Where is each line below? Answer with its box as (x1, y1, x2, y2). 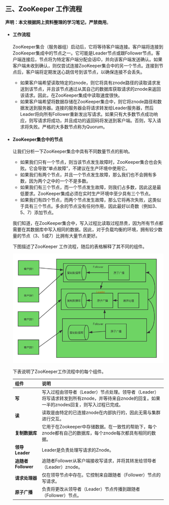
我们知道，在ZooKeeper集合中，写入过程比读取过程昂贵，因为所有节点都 (12, 220, 163, 226)
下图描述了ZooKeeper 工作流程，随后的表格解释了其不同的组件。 (12, 243, 147, 249)
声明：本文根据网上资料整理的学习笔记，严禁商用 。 (5, 19, 111, 25)
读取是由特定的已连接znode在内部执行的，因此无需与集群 (42, 409, 161, 415)
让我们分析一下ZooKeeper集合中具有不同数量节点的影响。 (12, 148, 133, 155)
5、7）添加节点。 (20, 210, 56, 216)
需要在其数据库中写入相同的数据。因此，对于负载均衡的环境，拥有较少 (12, 226, 158, 233)
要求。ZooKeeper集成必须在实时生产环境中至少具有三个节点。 (24, 191, 153, 197)
